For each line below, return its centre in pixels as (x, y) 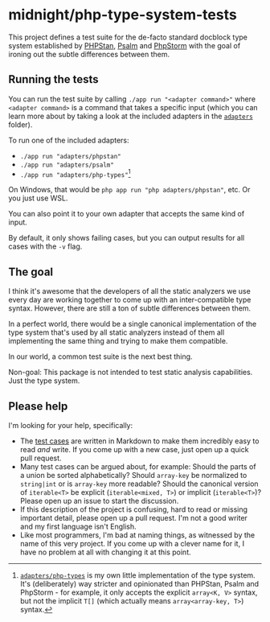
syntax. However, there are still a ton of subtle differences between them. (130, 308)
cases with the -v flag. (45, 246)
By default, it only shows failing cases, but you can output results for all (127, 238)
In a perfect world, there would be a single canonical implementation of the (133, 324)
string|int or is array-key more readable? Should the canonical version (139, 484)
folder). (20, 124)
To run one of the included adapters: (69, 140)
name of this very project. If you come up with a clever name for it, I (132, 544)
